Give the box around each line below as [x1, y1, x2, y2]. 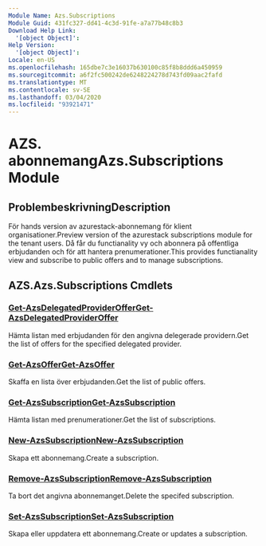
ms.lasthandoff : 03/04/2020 [8, 93, 102, 101]
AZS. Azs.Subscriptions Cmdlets [8, 278, 174, 292]
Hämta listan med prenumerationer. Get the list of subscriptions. [8, 415, 217, 425]
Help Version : [8, 41, 56, 49]
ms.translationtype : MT [8, 78, 88, 86]
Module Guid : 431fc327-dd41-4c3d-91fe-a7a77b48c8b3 [8, 19, 183, 27]
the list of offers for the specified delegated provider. [8, 339, 182, 348]
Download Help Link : [8, 26, 77, 34]
